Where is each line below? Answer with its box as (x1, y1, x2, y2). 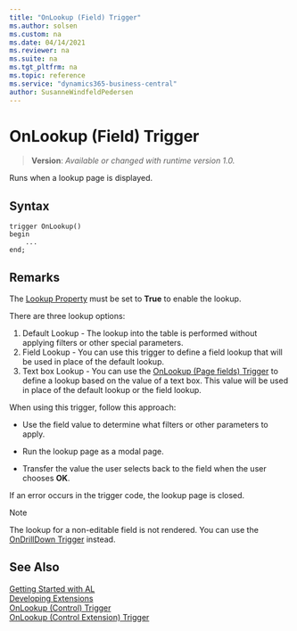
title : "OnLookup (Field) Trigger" (9, 12, 142, 22)
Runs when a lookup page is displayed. (9, 173, 153, 184)
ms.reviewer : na (9, 46, 70, 55)
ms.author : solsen (9, 21, 78, 30)
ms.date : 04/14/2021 (9, 37, 87, 47)
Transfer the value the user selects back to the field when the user (21, 463, 267, 474)
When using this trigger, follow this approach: (9, 402, 177, 413)
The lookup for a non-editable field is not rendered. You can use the (9, 525, 259, 536)
